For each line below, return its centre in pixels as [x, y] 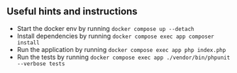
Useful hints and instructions [72, 12]
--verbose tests [41, 64]
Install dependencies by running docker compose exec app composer [115, 36]
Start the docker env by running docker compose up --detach [105, 28]
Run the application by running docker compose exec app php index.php [121, 49]
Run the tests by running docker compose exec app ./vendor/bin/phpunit [123, 57]
